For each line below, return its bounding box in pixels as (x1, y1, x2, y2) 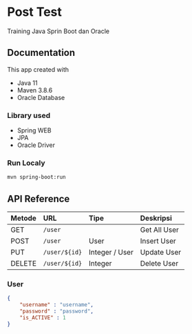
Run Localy (7, 158, 46, 168)
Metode (10, 213, 36, 223)
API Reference (7, 193, 70, 204)
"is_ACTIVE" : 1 (19, 314, 67, 321)
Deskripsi (140, 213, 172, 223)
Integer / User (88, 248, 134, 257)
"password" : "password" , (19, 308, 94, 315)
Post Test (7, 4, 62, 20)
